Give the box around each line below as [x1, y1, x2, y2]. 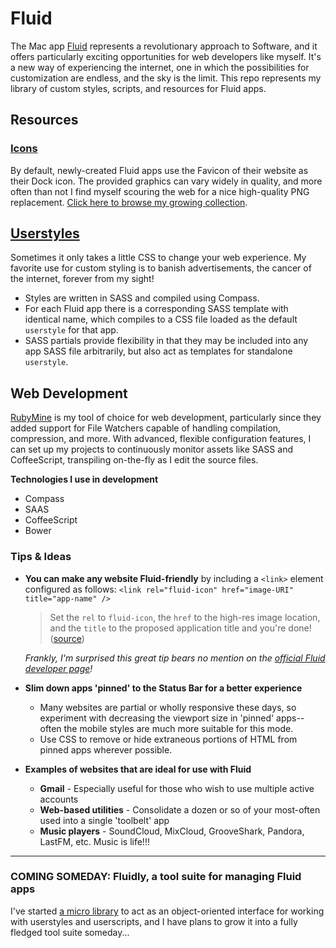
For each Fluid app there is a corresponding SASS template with [24, 303, 289, 315]
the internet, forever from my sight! [10, 273, 155, 285]
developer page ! [24, 662, 93, 674]
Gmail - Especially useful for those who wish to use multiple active [39, 782, 315, 794]
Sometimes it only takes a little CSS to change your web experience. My [10, 252, 307, 264]
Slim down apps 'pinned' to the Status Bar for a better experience [24, 682, 303, 694]
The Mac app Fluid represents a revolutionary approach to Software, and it [10, 40, 318, 52]
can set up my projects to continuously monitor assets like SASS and [10, 443, 293, 456]
